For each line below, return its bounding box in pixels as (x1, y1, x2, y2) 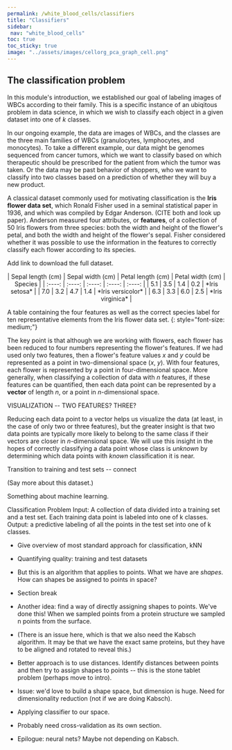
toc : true (7, 36, 36, 43)
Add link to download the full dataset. (7, 258, 114, 267)
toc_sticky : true (7, 42, 57, 49)
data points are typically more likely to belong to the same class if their (7, 429, 209, 437)
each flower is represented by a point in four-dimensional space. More (7, 365, 208, 374)
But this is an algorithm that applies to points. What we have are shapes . (17, 567, 224, 576)
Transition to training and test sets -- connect (7, 465, 137, 473)
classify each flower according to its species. (7, 245, 136, 253)
